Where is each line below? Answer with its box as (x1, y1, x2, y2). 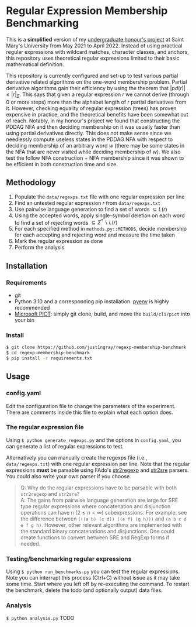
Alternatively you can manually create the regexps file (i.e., (6, 454, 148, 461)
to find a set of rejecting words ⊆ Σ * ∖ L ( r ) (14, 218, 118, 226)
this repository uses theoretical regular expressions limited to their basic (6, 54, 180, 61)
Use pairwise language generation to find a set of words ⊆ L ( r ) (14, 205, 167, 213)
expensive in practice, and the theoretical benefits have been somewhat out (6, 111, 188, 118)
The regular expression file (6, 423, 85, 431)
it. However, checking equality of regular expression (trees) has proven (6, 104, 177, 112)
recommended (14, 304, 50, 311)
